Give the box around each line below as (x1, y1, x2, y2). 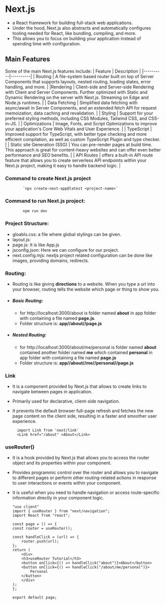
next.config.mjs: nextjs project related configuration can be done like (12, 252, 153, 258)
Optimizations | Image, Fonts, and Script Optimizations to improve (23, 120, 157, 126)
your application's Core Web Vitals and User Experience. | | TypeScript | (5, 126, 152, 132)
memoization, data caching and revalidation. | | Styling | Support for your (5, 110, 153, 116)
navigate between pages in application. (12, 389, 92, 395)
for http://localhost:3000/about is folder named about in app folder (19, 310, 157, 316)
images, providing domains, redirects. (12, 258, 89, 264)
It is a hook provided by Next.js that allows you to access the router (12, 455, 150, 461)
